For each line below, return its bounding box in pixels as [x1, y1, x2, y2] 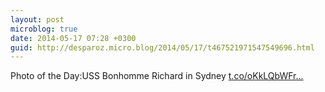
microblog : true [10, 24, 78, 34]
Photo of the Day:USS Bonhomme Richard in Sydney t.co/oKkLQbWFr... [10, 70, 304, 82]
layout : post [10, 14, 65, 25]
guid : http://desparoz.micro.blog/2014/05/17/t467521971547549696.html [10, 42, 315, 53]
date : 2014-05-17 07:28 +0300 [10, 33, 137, 43]
